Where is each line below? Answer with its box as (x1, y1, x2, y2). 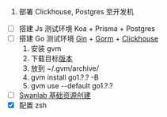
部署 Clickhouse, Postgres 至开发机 (18, 7, 135, 16)
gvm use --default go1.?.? (30, 81, 113, 91)
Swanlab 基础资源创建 (18, 91, 92, 100)
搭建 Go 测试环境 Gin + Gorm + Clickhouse (18, 34, 159, 44)
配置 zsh (18, 100, 47, 110)
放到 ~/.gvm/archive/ (30, 64, 100, 73)
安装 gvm (30, 44, 62, 53)
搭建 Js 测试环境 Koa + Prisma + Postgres (18, 24, 156, 33)
